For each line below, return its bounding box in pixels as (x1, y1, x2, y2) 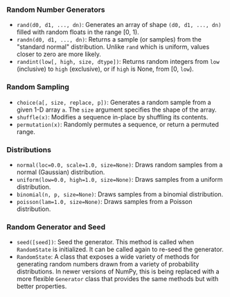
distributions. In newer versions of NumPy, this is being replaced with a (16, 267, 220, 275)
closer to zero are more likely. (16, 50, 102, 58)
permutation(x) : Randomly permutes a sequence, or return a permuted (16, 120, 220, 128)
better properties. (16, 282, 67, 291)
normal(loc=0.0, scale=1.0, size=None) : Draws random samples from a (16, 160, 223, 169)
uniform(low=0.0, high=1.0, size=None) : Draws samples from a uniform (16, 175, 223, 183)
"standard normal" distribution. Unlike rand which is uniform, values (16, 43, 210, 51)
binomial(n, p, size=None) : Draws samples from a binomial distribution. (16, 189, 224, 198)
